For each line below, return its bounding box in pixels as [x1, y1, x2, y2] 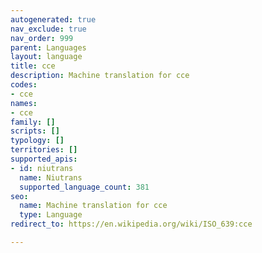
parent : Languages [10, 42, 87, 53]
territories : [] [10, 145, 78, 155]
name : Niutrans [19, 172, 83, 183]
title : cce [10, 61, 56, 71]
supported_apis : [10, 154, 78, 164]
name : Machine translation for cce [19, 201, 168, 211]
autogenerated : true [10, 14, 97, 25]
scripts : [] [10, 126, 60, 136]
